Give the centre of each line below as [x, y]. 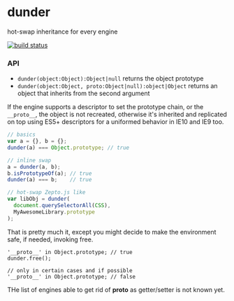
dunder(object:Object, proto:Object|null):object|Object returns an [117, 86]
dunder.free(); [29, 258]
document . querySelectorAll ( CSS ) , [62, 206]
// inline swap [29, 160]
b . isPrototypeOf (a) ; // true [50, 173]
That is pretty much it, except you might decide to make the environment [112, 232]
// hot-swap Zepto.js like [46, 192]
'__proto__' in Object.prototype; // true [70, 252]
